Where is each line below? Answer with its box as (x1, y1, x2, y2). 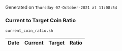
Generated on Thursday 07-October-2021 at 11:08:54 (5, 5, 117, 10)
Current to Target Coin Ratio (5, 17, 76, 24)
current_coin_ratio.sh (5, 28, 53, 33)
